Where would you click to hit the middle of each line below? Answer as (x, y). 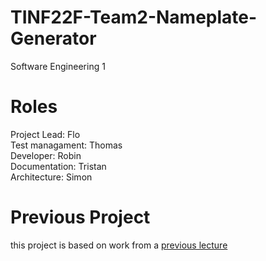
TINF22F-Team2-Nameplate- (134, 17)
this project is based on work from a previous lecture (119, 245)
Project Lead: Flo (45, 134)
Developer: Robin (46, 155)
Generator (53, 38)
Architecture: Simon (51, 177)
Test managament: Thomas (66, 145)
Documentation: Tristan (58, 166)
